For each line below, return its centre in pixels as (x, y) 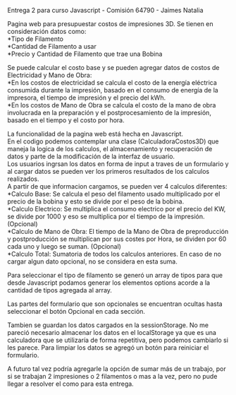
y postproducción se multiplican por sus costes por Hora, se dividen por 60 (117, 239)
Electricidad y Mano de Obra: (50, 75)
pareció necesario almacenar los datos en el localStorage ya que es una (112, 332)
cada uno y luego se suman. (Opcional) (64, 246)
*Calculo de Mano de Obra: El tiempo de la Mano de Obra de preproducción (118, 231)
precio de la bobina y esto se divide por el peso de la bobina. (96, 201)
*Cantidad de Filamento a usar (52, 46)
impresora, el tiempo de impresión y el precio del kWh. (87, 98)
